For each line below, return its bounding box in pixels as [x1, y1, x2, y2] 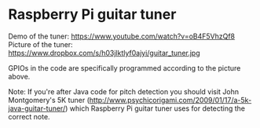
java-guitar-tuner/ [8, 104, 66, 113]
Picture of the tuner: [8, 39, 73, 49]
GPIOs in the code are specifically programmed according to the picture [8, 63, 241, 72]
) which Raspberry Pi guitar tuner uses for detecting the [65, 104, 246, 113]
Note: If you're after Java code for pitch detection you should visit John [8, 86, 240, 96]
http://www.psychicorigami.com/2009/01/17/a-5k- [89, 95, 252, 104]
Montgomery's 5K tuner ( [8, 95, 90, 104]
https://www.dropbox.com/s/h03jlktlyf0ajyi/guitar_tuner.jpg [8, 48, 200, 57]
